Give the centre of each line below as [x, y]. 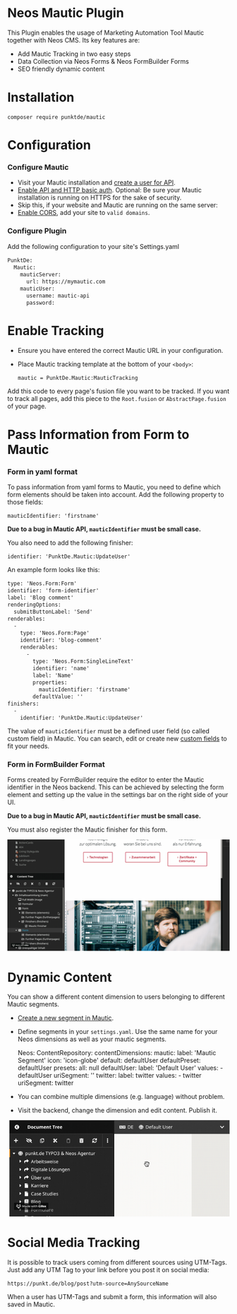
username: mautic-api [58, 296]
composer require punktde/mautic [56, 117]
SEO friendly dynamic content [61, 69]
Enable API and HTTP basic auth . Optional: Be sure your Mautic [110, 190]
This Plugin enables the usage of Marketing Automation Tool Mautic [106, 33]
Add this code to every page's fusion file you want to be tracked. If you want [119, 391]
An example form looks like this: [54, 570]
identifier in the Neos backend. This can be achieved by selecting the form [116, 787]
